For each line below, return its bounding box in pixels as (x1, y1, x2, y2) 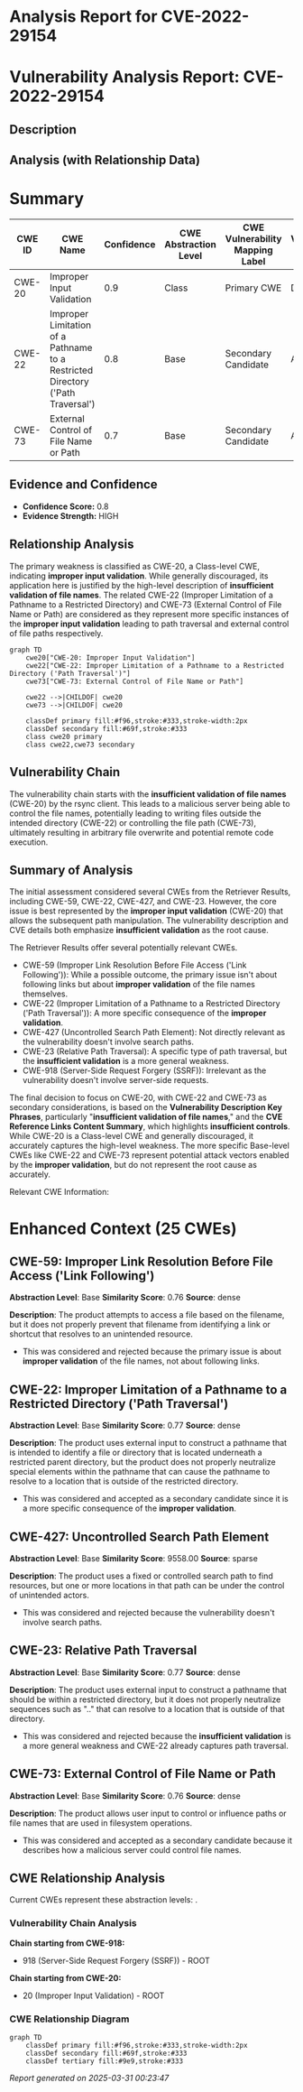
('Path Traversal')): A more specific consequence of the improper (22, 1008, 267, 1019)
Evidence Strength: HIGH (22, 510, 119, 521)
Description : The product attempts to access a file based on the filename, (9, 1310, 285, 1320)
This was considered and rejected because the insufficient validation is (22, 1730, 291, 1741)
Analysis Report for (9, 6, 158, 27)
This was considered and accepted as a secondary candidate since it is (22, 1494, 289, 1504)
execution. (9, 837, 49, 847)
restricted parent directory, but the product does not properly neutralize (9, 1457, 277, 1467)
